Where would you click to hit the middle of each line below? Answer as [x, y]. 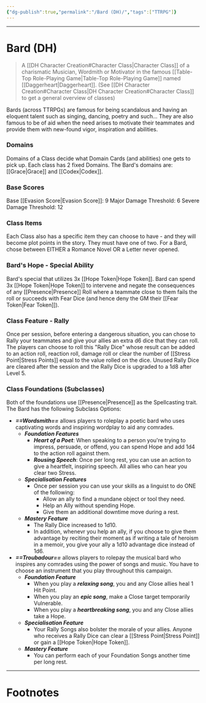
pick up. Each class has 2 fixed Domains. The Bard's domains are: [90, 165]
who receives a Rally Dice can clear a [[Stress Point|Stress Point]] [116, 636]
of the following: [54, 493]
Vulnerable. [48, 603]
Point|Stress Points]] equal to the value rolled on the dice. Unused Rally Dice [103, 360]
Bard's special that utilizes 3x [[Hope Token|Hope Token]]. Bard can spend [101, 279]
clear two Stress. [55, 473]
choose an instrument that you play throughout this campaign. [94, 570]
